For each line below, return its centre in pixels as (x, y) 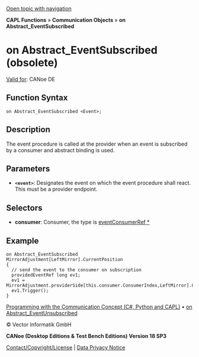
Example (23, 241)
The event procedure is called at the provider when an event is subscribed (97, 144)
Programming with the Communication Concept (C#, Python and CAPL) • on (99, 307)
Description (28, 130)
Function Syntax (37, 98)
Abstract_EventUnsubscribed (42, 313)
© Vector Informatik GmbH (39, 324)
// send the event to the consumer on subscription (77, 270)
